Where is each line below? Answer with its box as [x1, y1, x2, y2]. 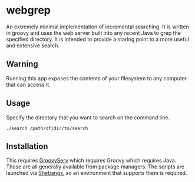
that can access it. [6, 81, 51, 88]
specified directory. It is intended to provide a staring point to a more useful [6, 35, 190, 43]
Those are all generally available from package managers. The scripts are [6, 163, 185, 170]
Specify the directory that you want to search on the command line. [6, 113, 170, 121]
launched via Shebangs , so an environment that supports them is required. [6, 170, 187, 177]
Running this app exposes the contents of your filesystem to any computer [6, 74, 187, 82]
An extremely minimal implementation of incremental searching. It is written [6, 23, 190, 30]
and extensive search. [6, 42, 60, 49]
